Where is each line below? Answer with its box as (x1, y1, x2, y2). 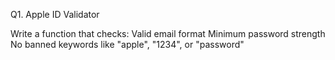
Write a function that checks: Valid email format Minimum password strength (10, 28, 326, 39)
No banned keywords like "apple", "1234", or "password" (10, 39, 245, 50)
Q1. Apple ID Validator (10, 9, 100, 20)
